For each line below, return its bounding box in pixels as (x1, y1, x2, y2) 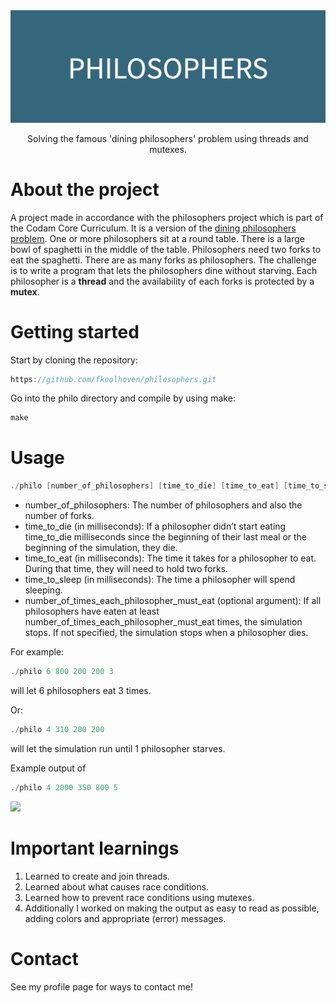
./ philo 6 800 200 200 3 (10, 667, 114, 677)
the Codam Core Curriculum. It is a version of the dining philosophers (10, 222, 297, 234)
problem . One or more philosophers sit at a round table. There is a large (10, 232, 306, 244)
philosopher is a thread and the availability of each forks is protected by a (10, 275, 315, 287)
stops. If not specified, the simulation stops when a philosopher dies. (24, 627, 309, 639)
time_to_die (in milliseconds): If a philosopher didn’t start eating (24, 520, 287, 533)
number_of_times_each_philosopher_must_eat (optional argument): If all (24, 595, 322, 607)
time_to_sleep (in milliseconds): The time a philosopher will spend (24, 574, 296, 586)
